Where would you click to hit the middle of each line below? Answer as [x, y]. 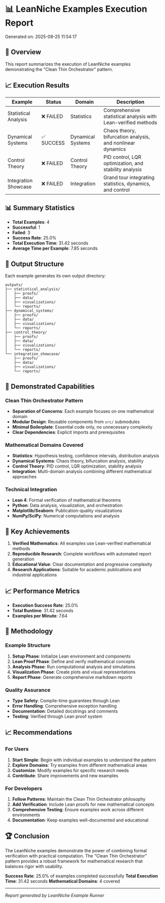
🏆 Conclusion [27, 836]
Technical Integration [31, 490]
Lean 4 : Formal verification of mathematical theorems [67, 500]
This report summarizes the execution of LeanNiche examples [68, 64]
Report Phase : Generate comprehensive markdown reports [72, 677]
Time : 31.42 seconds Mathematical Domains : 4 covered [63, 881]
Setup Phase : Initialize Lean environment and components [71, 656]
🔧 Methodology [29, 631]
